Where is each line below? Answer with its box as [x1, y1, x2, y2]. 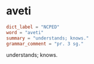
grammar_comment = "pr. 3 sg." [6, 41, 84, 47]
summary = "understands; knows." [6, 35, 89, 41]
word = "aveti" [6, 29, 44, 35]
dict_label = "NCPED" [6, 24, 60, 30]
